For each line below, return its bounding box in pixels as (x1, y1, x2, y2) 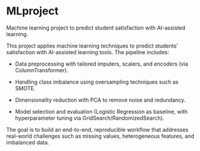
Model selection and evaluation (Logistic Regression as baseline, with (14, 108, 188, 115)
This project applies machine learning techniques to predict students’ (6, 42, 178, 49)
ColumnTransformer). (14, 66, 69, 73)
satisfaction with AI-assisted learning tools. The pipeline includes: (6, 48, 170, 55)
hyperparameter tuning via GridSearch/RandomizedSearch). (14, 114, 164, 122)
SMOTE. (14, 84, 36, 91)
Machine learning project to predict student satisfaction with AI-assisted (6, 24, 186, 31)
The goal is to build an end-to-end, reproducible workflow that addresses (6, 126, 189, 133)
